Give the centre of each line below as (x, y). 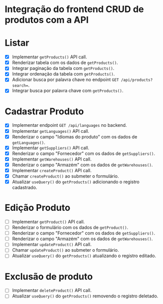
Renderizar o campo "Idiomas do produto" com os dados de (74, 136)
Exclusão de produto (49, 277)
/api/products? (137, 80)
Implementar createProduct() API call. (52, 170)
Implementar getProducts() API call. (49, 57)
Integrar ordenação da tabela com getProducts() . (63, 74)
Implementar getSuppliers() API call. (50, 147)
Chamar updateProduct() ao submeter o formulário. (65, 250)
